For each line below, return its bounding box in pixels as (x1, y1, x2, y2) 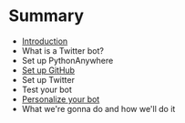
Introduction (21, 36, 68, 46)
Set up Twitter (21, 74, 75, 85)
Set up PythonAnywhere (21, 55, 114, 66)
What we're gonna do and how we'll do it (21, 103, 176, 114)
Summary (8, 5, 84, 26)
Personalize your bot (21, 93, 100, 105)
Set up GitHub (21, 65, 75, 76)
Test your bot (21, 84, 72, 95)
